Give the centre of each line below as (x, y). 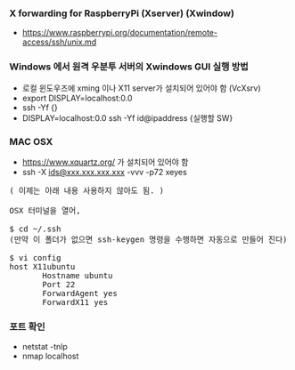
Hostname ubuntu (78, 275)
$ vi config (35, 257)
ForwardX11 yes (75, 302)
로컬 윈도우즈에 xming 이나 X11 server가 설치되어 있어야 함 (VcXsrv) (141, 88)
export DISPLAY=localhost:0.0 (77, 98)
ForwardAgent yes (80, 293)
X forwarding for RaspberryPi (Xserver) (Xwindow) (122, 13)
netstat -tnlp (45, 347)
